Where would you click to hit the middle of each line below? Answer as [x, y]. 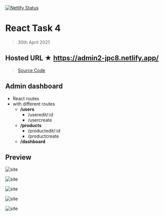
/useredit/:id [40, 114]
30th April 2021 [34, 42]
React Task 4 [33, 28]
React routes [26, 98]
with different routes [34, 104]
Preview [18, 157]
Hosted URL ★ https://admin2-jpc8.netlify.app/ [82, 58]
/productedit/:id [44, 131]
